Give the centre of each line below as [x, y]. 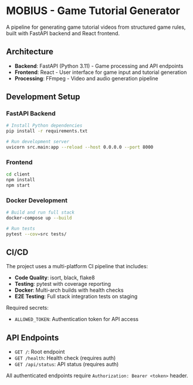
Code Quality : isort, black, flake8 [55, 278]
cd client [18, 174]
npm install [21, 180]
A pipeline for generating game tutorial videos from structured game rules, [96, 27]
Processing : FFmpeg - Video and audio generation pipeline [86, 78]
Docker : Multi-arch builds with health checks [69, 290]
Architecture [30, 52]
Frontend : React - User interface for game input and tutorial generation [101, 72]
